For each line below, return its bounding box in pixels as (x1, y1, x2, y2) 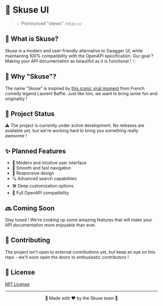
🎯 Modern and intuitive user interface (12, 160, 87, 166)
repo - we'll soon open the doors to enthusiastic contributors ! (5, 254, 129, 260)
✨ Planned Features (5, 147, 66, 155)
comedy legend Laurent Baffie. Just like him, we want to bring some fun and (5, 90, 158, 96)
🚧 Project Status (5, 109, 55, 118)
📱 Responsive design (12, 170, 54, 176)
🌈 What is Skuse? (5, 35, 59, 43)
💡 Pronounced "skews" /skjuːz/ (16, 20, 82, 26)
